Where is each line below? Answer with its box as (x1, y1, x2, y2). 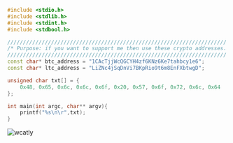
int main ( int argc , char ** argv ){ (7, 103, 108, 110)
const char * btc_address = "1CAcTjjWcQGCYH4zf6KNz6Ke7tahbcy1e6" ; (7, 58, 205, 66)
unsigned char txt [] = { (7, 77, 80, 84)
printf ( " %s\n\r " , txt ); (20, 109, 86, 116)
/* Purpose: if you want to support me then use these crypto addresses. (7, 45, 227, 52)
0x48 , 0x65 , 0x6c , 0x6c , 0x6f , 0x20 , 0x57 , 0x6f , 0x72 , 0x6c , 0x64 (20, 84, 221, 91)
